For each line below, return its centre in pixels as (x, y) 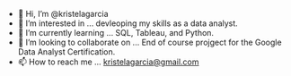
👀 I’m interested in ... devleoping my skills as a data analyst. (128, 23)
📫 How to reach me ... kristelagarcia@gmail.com (108, 62)
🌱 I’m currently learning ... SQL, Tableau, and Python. (115, 33)
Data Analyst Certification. (66, 52)
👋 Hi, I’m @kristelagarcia (63, 14)
